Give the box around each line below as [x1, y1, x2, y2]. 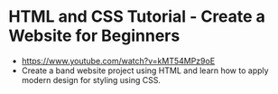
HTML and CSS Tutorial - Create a [8, 6, 265, 27]
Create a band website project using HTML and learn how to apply [21, 65, 269, 76]
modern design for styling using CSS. [21, 74, 162, 85]
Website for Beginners [8, 25, 181, 46]
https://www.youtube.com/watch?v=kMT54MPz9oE [21, 55, 216, 66]
